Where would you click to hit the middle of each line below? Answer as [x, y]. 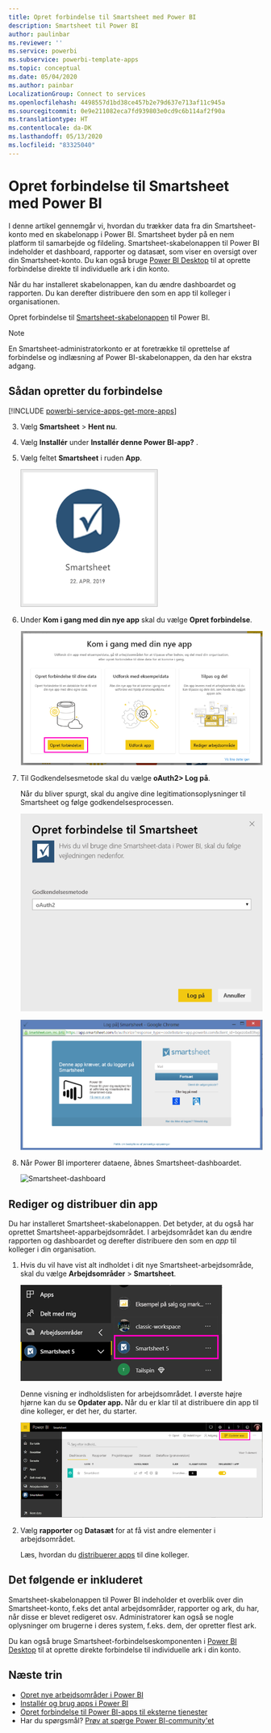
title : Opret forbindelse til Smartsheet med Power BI [102, 17]
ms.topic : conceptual [45, 69]
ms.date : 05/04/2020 [43, 77]
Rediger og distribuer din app [83, 1204]
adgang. [22, 366]
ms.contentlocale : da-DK [50, 128]
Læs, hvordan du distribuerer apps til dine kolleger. [104, 1555]
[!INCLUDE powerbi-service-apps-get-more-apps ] [93, 411]
